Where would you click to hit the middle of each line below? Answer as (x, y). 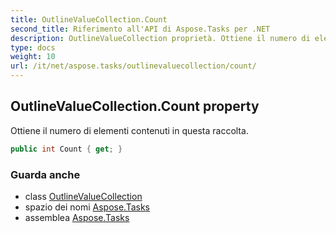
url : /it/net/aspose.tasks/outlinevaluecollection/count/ (133, 66)
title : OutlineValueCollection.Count (89, 19)
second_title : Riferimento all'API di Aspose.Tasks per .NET (140, 29)
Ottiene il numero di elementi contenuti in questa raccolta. (129, 130)
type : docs (33, 47)
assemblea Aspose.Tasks (77, 217)
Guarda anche (45, 174)
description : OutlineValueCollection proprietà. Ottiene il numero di (160, 38)
